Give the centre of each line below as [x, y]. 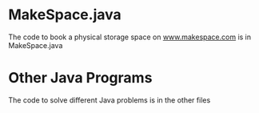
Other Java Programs [80, 78]
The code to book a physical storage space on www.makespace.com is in [130, 37]
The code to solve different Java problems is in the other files [110, 100]
